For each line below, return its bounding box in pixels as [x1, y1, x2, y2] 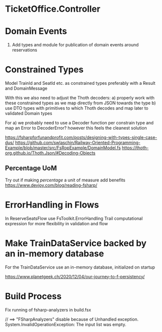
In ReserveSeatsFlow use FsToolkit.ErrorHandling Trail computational [5, 215, 143, 221]
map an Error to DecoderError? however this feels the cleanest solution [5, 125, 147, 131]
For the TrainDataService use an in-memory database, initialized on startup [5, 264, 155, 270]
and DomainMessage [5, 85, 48, 91]
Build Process [5, 291, 62, 302]
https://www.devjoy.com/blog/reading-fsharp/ [5, 182, 97, 188]
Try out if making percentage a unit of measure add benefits [5, 177, 126, 183]
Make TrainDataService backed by [5, 238, 147, 249]
